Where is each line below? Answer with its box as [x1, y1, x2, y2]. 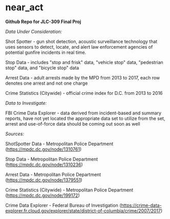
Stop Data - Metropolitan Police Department [5, 156, 98, 162]
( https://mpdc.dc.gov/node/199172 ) [5, 192, 80, 198]
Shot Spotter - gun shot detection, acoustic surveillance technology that [5, 38, 158, 45]
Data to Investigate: [5, 99, 47, 106]
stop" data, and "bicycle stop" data [5, 65, 79, 71]
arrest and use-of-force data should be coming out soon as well [5, 121, 140, 127]
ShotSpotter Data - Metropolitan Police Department [5, 141, 114, 147]
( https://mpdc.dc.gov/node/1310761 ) [5, 146, 82, 152]
